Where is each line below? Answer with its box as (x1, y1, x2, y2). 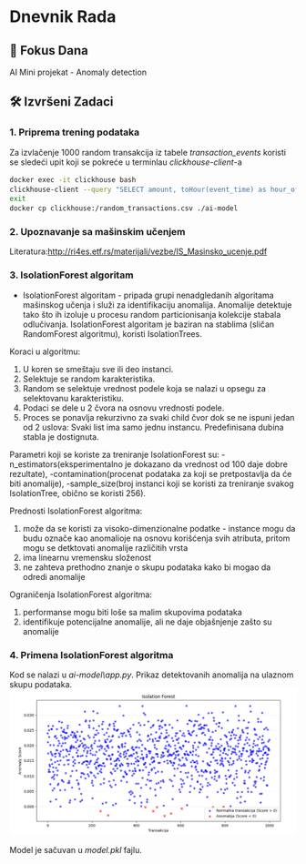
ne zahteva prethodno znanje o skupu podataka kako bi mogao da (22, 562, 271, 573)
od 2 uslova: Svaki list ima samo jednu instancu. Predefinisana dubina (22, 422, 284, 432)
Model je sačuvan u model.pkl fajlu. (9, 844, 143, 855)
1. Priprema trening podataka (9, 126, 140, 138)
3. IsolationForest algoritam (9, 269, 134, 281)
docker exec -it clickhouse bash (9, 175, 137, 184)
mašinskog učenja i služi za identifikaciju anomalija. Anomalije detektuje (22, 299, 292, 310)
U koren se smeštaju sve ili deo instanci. (22, 363, 174, 374)
